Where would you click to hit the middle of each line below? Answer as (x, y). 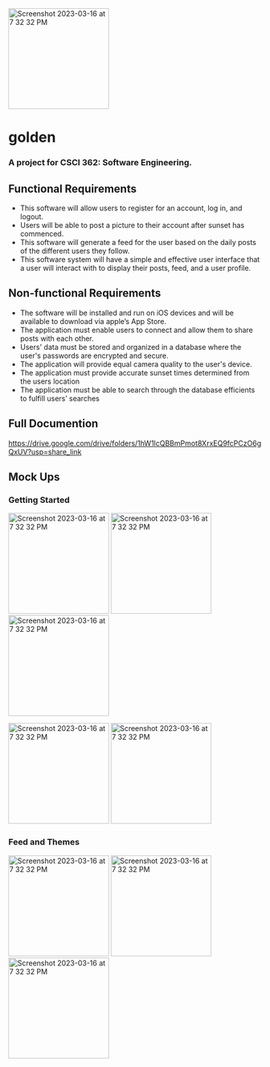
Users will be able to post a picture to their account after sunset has (132, 225)
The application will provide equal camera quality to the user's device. (136, 364)
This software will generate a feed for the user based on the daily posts (138, 242)
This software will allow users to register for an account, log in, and (131, 208)
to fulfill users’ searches (60, 398)
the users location (50, 381)
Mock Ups (34, 477)
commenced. (42, 234)
